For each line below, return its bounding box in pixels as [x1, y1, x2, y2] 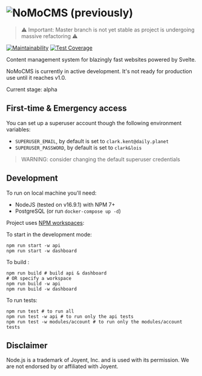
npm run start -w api [6, 242, 61, 248]
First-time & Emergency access [6, 103, 127, 114]
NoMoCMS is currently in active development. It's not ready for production [6, 67, 192, 75]
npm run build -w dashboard [6, 286, 77, 292]
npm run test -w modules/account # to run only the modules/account [6, 319, 183, 325]
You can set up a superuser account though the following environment [6, 119, 182, 126]
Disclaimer [6, 340, 48, 351]
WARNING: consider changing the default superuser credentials [21, 155, 180, 163]
